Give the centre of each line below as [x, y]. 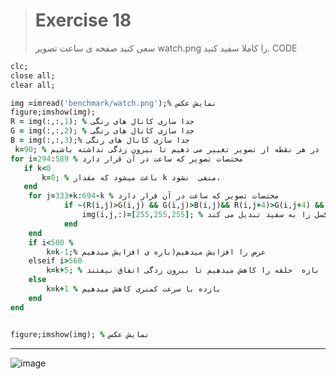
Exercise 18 [83, 20]
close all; [33, 75]
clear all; [33, 85]
